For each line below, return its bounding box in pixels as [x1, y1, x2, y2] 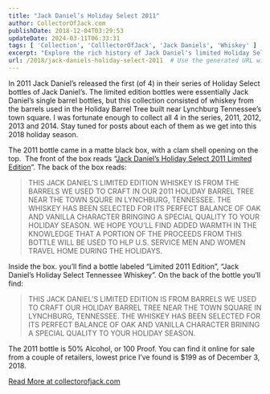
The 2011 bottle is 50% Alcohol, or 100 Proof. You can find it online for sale [8, 343, 256, 353]
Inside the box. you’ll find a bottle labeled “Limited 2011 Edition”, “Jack [8, 262, 239, 271]
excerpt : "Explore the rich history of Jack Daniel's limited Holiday [8, 49, 250, 57]
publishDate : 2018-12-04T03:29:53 [8, 26, 125, 35]
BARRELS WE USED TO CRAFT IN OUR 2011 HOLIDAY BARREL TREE [27, 186, 255, 196]
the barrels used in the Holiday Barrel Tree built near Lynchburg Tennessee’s [8, 104, 262, 113]
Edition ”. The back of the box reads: [8, 162, 127, 172]
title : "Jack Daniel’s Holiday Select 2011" [8, 11, 160, 20]
